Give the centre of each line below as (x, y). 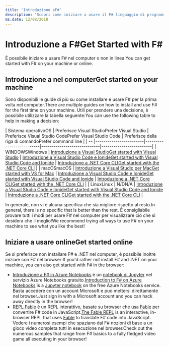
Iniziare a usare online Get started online (69, 242)
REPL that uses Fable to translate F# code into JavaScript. (91, 317)
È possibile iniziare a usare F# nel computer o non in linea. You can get (78, 58)
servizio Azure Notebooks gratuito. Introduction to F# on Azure (77, 280)
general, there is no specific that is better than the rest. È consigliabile (77, 210)
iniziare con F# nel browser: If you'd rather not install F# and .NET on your (81, 259)
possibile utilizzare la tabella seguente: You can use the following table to (80, 115)
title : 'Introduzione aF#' (33, 10)
